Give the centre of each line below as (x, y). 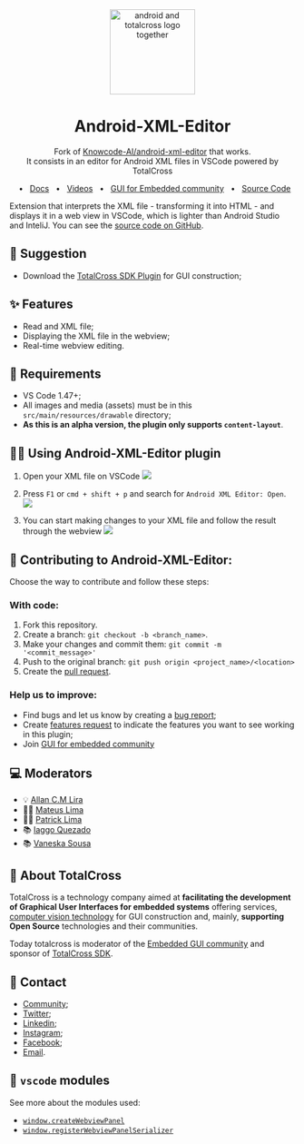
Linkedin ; (39, 1023)
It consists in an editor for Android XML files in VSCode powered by (152, 161)
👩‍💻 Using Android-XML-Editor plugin (115, 453)
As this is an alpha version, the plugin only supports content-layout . (153, 425)
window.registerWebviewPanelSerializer (98, 1130)
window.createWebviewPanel (74, 1120)
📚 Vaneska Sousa (57, 843)
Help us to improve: (53, 695)
